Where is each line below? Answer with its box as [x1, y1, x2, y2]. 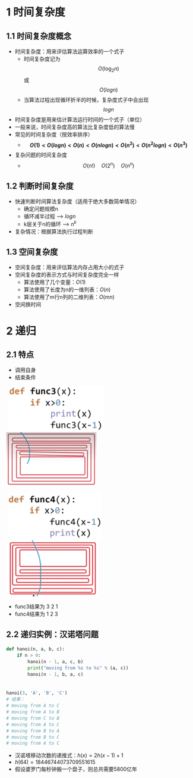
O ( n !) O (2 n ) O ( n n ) [83, 161, 135, 170]
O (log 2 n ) [97, 65, 120, 73]
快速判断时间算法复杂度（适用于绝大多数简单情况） [14, 198, 140, 205]
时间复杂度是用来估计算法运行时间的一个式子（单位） [14, 115, 145, 123]
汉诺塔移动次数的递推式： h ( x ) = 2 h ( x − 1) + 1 [14, 752, 124, 759]
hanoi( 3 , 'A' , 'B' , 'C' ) [6, 690, 68, 696]
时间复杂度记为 [23, 55, 61, 63]
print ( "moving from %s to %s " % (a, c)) [27, 665, 129, 671]
